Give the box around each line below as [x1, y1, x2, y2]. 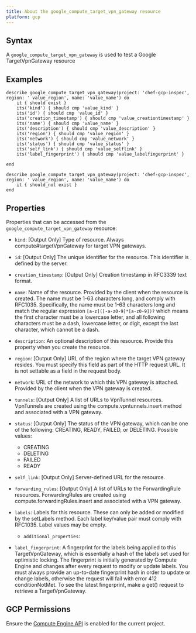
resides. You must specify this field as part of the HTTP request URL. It [14, 361, 185, 368]
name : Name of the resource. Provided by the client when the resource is [14, 288, 188, 295]
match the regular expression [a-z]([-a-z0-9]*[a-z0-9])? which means [14, 307, 188, 314]
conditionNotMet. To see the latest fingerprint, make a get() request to [14, 581, 184, 588]
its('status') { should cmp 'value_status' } [16, 141, 130, 147]
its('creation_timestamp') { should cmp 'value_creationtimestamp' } [16, 115, 190, 122]
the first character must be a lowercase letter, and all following [14, 314, 166, 321]
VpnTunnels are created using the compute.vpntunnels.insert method [14, 402, 182, 410]
